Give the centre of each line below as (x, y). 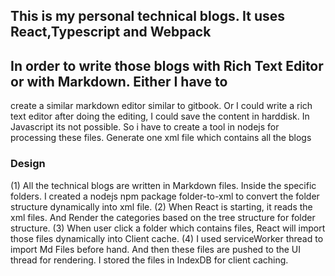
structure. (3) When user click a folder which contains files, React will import (168, 228)
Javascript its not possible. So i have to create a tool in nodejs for (145, 127)
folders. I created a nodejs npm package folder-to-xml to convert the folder (165, 196)
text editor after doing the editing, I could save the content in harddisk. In (160, 116)
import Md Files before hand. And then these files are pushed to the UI (156, 249)
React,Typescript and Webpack (111, 32)
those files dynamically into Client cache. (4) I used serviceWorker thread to (167, 238)
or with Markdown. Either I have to (119, 81)
